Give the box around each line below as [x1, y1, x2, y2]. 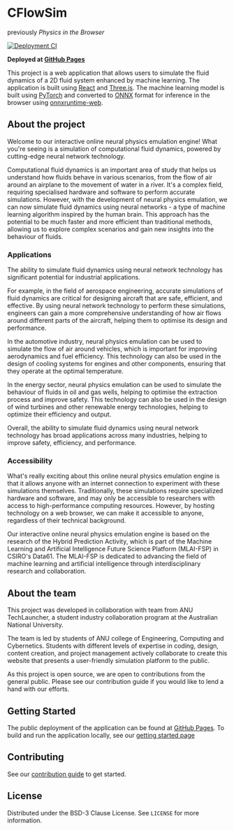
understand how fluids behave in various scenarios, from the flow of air [7, 173, 213, 181]
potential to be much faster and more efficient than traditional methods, [7, 217, 213, 226]
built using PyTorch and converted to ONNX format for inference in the [7, 91, 211, 99]
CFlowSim [7, 5, 68, 21]
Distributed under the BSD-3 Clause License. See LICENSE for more [7, 808, 199, 817]
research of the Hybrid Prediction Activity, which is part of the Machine [7, 537, 212, 546]
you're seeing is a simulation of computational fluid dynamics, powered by [7, 145, 221, 153]
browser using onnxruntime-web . [7, 98, 103, 106]
